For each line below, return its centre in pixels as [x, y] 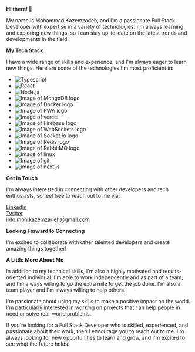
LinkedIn [16, 207]
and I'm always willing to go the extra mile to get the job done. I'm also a [93, 284]
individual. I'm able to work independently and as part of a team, [105, 277]
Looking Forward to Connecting [46, 231]
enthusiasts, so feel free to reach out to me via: [63, 196]
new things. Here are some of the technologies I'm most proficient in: [90, 68]
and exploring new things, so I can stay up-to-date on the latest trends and [97, 33]
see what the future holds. [38, 344]
